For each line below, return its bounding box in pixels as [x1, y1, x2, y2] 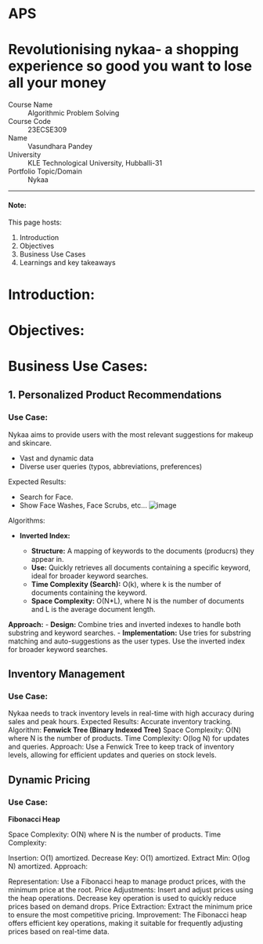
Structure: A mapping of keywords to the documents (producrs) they [31, 546, 254, 556]
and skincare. [8, 438, 52, 447]
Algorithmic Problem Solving [27, 108, 120, 118]
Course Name [8, 100, 53, 110]
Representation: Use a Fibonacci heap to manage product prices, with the [8, 877, 247, 886]
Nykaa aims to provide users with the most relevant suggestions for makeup [8, 429, 254, 439]
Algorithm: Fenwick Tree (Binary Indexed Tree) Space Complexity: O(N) [8, 725, 241, 734]
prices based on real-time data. [8, 927, 110, 936]
